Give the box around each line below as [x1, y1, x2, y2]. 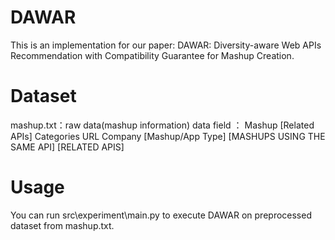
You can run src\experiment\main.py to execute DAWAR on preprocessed [10, 209, 312, 221]
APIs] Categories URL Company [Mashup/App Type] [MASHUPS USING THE [10, 130, 326, 142]
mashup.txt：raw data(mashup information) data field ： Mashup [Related [10, 119, 315, 131]
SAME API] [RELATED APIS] [10, 141, 125, 153]
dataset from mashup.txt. [10, 219, 115, 231]
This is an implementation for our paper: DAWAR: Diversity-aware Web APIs [10, 39, 322, 51]
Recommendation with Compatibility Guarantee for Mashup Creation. [10, 49, 295, 61]
